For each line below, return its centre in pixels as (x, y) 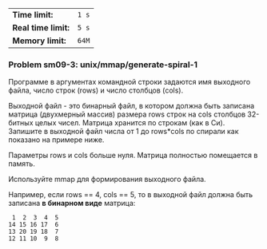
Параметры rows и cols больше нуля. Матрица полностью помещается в (133, 156)
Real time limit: (41, 28)
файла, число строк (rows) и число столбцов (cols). (96, 90)
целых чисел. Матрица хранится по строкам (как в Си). (130, 123)
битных (21, 123)
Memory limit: (39, 41)
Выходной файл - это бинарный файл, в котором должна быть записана (132, 106)
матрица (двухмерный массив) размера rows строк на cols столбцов (127, 114)
